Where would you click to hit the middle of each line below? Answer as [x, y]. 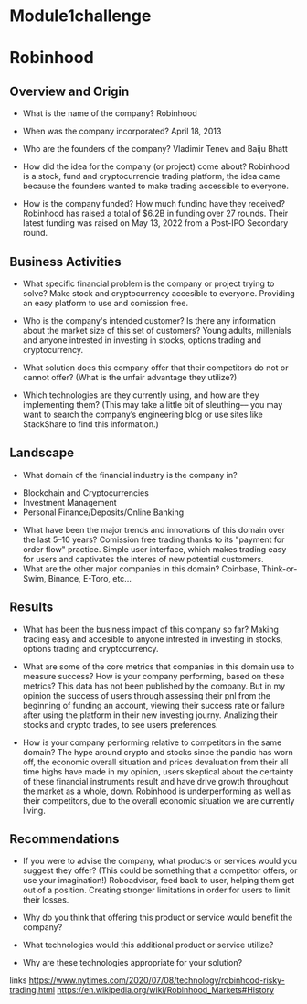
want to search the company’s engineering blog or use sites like [143, 414]
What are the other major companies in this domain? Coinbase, [141, 569]
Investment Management [69, 502]
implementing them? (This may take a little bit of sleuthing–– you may [153, 405]
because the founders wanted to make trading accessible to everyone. [156, 186]
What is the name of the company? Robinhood [110, 113]
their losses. [46, 900]
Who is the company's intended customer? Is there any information [149, 320]
